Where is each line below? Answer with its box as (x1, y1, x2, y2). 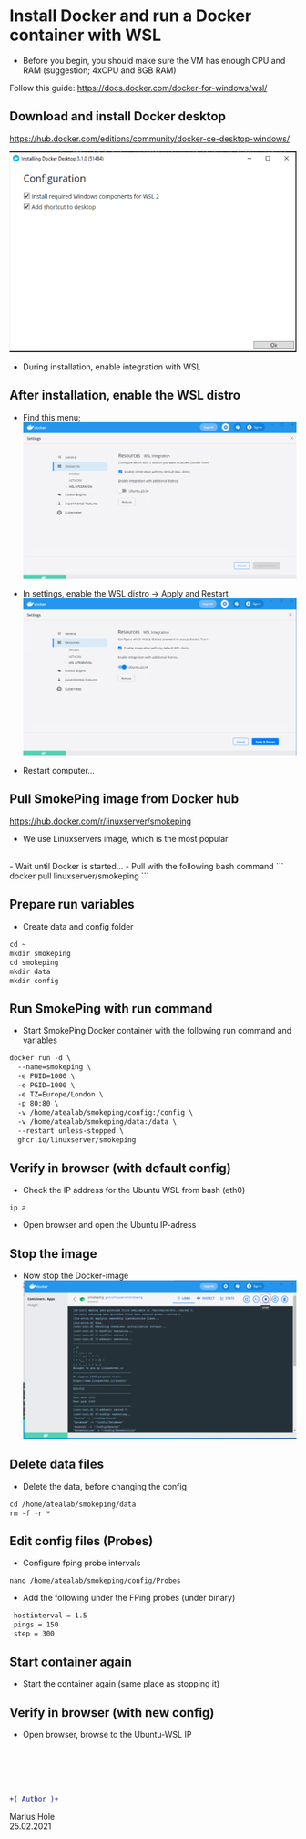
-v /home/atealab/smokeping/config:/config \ (17, 1108, 194, 1117)
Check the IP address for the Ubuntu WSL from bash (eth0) (22, 1185, 246, 1196)
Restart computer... (22, 765, 96, 776)
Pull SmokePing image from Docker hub (9, 791, 240, 807)
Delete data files (9, 1457, 105, 1472)
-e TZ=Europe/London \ (17, 1090, 104, 1099)
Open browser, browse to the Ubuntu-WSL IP (22, 1729, 192, 1740)
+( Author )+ (9, 1794, 59, 1803)
